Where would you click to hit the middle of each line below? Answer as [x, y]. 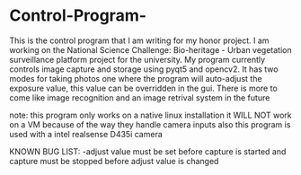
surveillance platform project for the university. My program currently [137, 59]
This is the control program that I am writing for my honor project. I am [139, 40]
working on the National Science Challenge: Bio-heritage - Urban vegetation [150, 49]
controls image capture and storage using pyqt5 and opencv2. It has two [144, 69]
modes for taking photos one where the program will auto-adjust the [136, 78]
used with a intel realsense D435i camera [86, 134]
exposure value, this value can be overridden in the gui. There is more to [144, 88]
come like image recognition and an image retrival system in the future [140, 97]
